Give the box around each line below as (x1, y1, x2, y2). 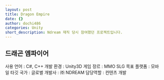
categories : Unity (5, 26, 43, 30)
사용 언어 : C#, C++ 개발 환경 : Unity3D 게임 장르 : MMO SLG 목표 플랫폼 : (5, 63, 150, 69)
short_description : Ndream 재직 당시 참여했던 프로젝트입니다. (5, 30, 123, 35)
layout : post (5, 7, 32, 12)
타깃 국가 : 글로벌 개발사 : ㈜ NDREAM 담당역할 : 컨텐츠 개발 (10, 69, 127, 75)
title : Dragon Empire (5, 12, 50, 17)
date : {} (5, 16, 23, 21)
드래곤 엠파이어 (5, 50, 49, 58)
